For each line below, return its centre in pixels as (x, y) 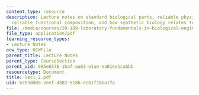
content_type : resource (36, 12)
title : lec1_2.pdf (29, 77)
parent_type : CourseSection (41, 61)
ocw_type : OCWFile (29, 50)
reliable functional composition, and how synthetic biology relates (99, 22)
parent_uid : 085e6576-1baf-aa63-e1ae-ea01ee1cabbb (70, 66)
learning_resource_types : (38, 39)
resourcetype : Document (36, 72)
